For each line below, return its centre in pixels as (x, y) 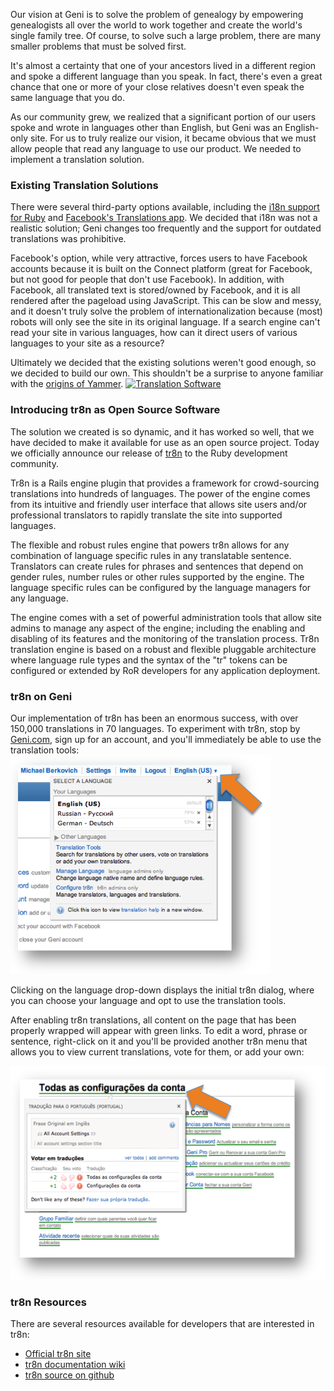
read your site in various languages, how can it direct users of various (154, 333)
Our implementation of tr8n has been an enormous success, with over (154, 718)
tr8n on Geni (41, 696)
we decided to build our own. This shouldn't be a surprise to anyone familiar (167, 373)
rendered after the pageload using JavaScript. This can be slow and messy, (166, 301)
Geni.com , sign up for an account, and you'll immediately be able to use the (166, 739)
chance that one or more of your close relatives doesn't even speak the (157, 87)
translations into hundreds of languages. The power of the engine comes (160, 493)
